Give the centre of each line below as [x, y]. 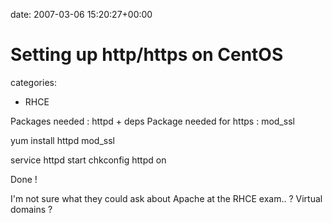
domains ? [31, 209]
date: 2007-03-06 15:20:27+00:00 [81, 14]
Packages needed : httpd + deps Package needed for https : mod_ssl [152, 121]
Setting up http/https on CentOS [147, 55]
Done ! [24, 179]
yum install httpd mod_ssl [62, 140]
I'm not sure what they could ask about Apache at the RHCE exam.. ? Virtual [166, 198]
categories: [33, 82]
